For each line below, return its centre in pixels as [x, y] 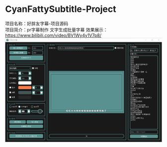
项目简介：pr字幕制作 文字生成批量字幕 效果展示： [56, 30]
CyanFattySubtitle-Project [61, 9]
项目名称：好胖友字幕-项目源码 [37, 23]
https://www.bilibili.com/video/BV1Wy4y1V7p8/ [53, 35]
